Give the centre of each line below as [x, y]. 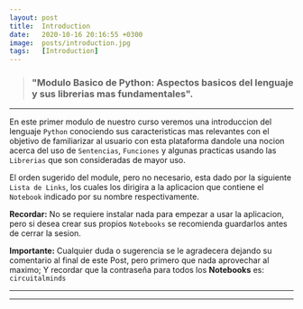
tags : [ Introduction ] [54, 51]
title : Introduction [50, 26]
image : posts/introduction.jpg [70, 43]
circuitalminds [38, 279]
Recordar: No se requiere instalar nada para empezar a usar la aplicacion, [147, 214]
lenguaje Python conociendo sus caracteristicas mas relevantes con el [139, 132]
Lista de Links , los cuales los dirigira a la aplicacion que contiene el [137, 187]
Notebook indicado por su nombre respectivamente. [105, 197]
